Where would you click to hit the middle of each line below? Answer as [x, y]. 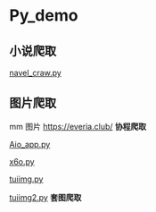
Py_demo [44, 16]
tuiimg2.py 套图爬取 [45, 197]
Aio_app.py [30, 144]
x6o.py [22, 161]
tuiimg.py [26, 179]
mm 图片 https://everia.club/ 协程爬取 [78, 126]
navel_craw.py [36, 73]
